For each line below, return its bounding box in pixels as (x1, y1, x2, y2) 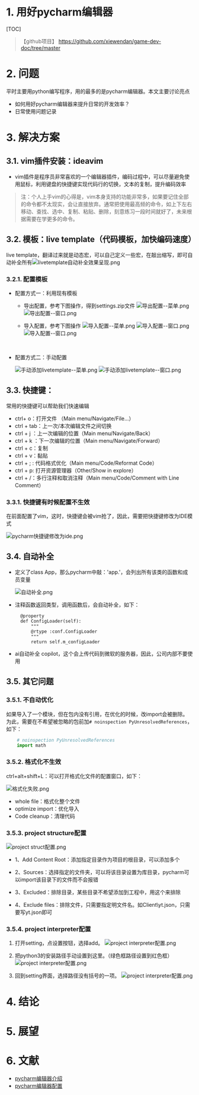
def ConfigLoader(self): (20, 618, 82, 624)
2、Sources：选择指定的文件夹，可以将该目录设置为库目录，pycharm (14, 868, 185, 875)
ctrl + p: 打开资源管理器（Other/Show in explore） (14, 466, 137, 474)
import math (17, 742, 46, 748)
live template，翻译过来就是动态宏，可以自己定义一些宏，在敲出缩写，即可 (6, 251, 188, 258)
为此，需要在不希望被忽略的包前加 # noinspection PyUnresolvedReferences (6, 718, 188, 725)
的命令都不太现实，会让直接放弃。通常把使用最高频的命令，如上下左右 (20, 200, 192, 208)
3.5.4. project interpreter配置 (6, 925, 91, 933)
